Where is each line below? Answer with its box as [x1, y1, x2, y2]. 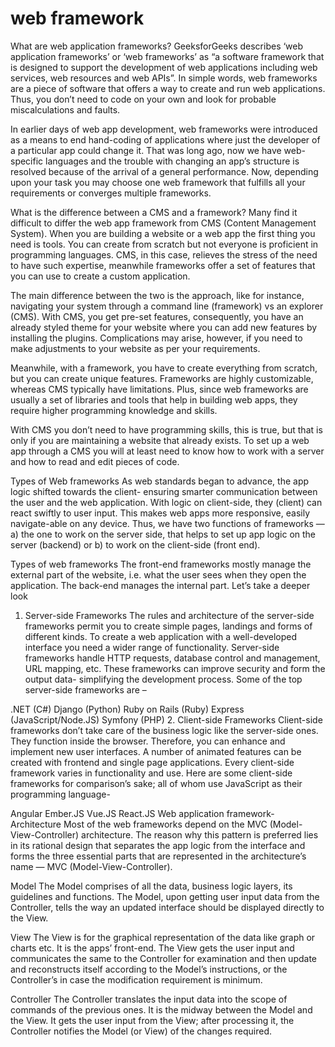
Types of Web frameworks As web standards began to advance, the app [10, 475, 310, 487]
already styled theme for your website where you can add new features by [10, 321, 318, 333]
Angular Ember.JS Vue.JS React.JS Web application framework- [10, 807, 275, 819]
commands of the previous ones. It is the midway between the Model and [10, 1003, 313, 1016]
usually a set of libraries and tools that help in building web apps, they [10, 393, 298, 406]
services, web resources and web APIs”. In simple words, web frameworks [10, 72, 318, 84]
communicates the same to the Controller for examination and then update [10, 952, 317, 964]
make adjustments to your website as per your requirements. [10, 342, 261, 354]
